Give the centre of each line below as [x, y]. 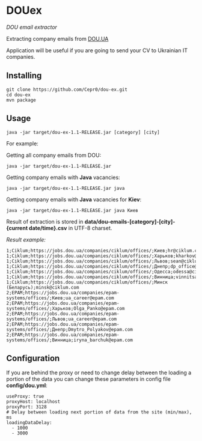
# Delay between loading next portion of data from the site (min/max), [99, 412]
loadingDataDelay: [29, 423]
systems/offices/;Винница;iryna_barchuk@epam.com [70, 340]
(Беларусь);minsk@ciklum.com [43, 287]
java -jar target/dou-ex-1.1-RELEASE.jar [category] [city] [83, 132]
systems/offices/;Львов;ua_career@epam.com [62, 319]
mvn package [21, 100]
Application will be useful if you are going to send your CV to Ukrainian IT [97, 50]
